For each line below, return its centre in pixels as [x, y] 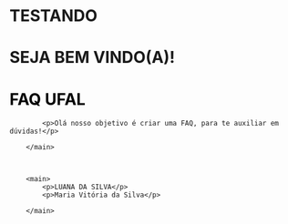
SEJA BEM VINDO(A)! [93, 58]
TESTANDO [54, 16]
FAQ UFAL [48, 99]
